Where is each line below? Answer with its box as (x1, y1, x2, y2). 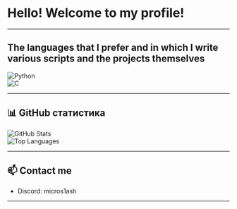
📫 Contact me (7, 165, 72, 177)
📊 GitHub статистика (7, 107, 106, 119)
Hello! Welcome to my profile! (7, 5, 185, 21)
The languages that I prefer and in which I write (7, 42, 219, 54)
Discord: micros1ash (17, 187, 77, 196)
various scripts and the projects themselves (7, 53, 205, 65)
